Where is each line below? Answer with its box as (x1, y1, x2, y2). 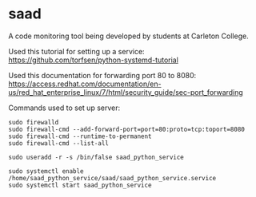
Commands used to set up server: (8, 103, 121, 112)
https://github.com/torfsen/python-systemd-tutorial (8, 55, 178, 65)
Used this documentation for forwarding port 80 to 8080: (8, 70, 197, 80)
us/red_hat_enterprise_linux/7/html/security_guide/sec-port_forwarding (8, 87, 244, 97)
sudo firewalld (8, 118, 59, 126)
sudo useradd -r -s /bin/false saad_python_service (8, 153, 184, 161)
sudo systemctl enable (8, 167, 84, 175)
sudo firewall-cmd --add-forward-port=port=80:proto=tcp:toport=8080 (8, 125, 246, 133)
